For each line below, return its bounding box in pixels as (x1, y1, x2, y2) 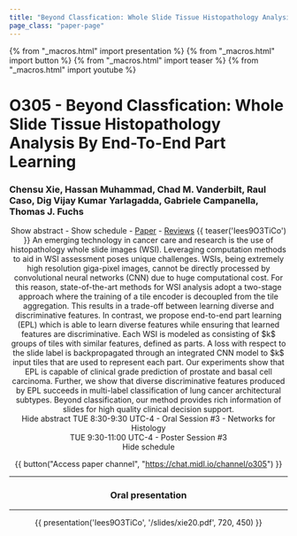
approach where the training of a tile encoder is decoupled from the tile (19, 291, 278, 302)
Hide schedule (122, 441, 175, 452)
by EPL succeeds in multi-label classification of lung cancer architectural (16, 385, 281, 395)
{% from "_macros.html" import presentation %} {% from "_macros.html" (9, 45, 276, 56)
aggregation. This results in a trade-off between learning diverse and (23, 300, 274, 310)
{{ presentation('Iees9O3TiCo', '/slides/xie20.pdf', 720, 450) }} (34, 517, 263, 528)
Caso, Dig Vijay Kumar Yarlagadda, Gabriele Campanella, (9, 194, 259, 206)
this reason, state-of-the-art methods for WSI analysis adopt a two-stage (15, 281, 282, 292)
